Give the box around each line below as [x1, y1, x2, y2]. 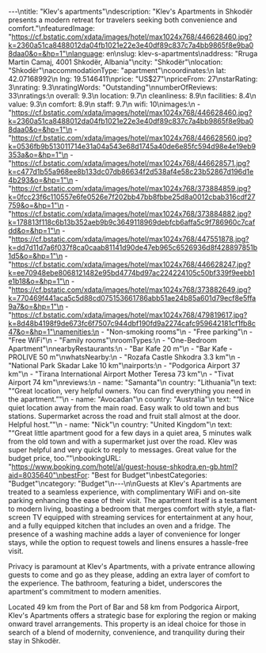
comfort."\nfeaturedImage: [8, 24, 95, 33]
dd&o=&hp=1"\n [8, 226, 61, 235]
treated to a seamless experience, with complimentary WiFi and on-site [8, 487, 241, 497]
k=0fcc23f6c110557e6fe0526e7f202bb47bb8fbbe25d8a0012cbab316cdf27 [8, 192, 256, 202]
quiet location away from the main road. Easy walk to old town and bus [8, 403, 239, 412]
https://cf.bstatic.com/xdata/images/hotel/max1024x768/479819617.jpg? [11, 310, 248, 320]
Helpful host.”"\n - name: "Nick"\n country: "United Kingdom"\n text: [8, 420, 233, 429]
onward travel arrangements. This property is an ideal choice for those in [8, 619, 247, 628]
